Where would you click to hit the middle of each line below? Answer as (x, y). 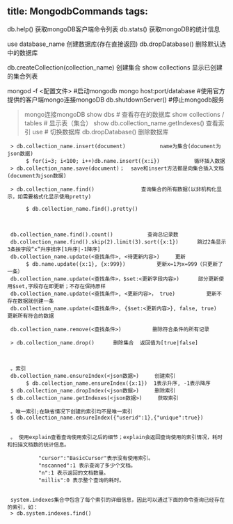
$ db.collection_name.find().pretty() (82, 209)
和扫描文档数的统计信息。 (38, 445)
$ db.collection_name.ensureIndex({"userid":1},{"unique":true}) (107, 418)
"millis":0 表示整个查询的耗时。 (81, 480)
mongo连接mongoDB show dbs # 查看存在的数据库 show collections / (124, 114)
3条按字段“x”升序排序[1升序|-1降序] (54, 249)
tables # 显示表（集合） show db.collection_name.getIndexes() (114, 123)
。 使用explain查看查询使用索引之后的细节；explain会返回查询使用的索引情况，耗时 (116, 437)
